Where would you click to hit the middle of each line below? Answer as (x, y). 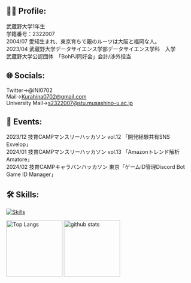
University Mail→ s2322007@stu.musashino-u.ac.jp (70, 103)
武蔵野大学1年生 (26, 26)
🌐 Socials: (26, 76)
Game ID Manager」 (31, 174)
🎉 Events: (24, 122)
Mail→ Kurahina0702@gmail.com (46, 96)
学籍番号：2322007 (31, 34)
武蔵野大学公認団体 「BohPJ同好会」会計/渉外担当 (69, 56)
